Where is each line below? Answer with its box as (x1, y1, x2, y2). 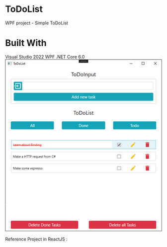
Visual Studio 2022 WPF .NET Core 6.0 (5, 54, 85, 60)
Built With (5, 37, 47, 49)
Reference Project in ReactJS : (5, 236, 68, 242)
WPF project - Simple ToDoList (5, 20, 69, 26)
